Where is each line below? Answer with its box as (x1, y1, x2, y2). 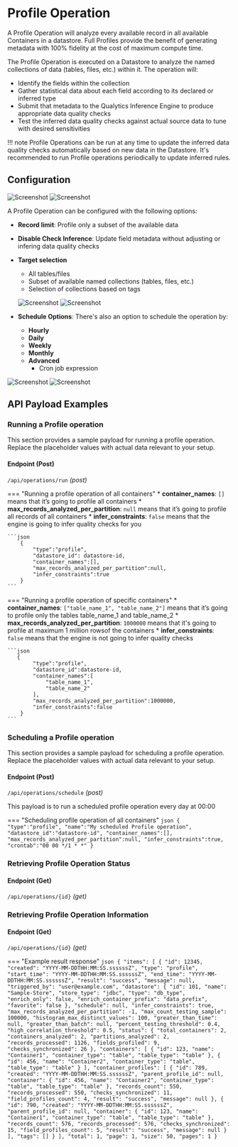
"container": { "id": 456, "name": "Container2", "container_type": (7, 1077, 215, 1084)
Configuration (7, 174, 71, 186)
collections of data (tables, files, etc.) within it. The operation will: (7, 65, 199, 73)
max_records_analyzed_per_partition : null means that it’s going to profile (7, 504, 227, 513)
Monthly (28, 348, 55, 357)
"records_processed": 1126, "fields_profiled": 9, (7, 1039, 161, 1047)
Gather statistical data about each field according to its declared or (17, 86, 214, 95)
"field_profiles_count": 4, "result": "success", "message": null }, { (7, 1096, 224, 1103)
